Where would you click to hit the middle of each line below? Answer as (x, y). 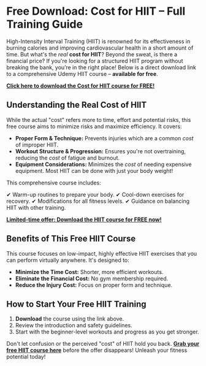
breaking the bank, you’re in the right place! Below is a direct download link (101, 67)
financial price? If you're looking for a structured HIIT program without (95, 61)
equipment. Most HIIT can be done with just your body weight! (94, 170)
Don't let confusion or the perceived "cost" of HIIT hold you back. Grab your (103, 344)
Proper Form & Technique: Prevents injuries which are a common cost (104, 138)
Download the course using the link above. (70, 319)
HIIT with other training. (36, 207)
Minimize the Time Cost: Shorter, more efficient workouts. (89, 272)
